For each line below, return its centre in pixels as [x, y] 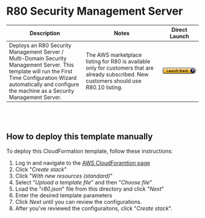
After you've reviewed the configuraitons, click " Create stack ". [94, 208]
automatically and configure [44, 84]
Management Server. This [41, 65]
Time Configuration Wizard [43, 78]
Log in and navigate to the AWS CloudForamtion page [83, 163]
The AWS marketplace [114, 55]
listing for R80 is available [118, 62]
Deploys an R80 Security [40, 45]
